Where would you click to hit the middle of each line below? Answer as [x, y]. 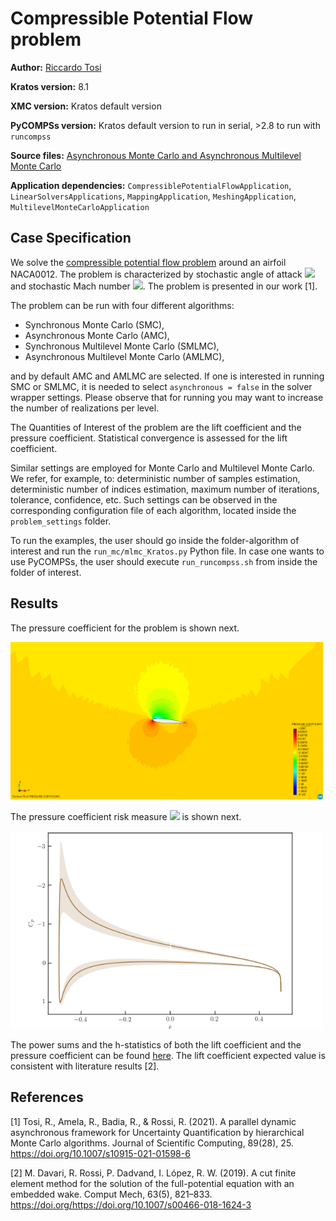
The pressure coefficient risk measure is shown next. [126, 816]
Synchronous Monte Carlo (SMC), [94, 324]
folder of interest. [46, 572]
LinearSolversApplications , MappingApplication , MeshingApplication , [153, 196]
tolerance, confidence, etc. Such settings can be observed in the [144, 499]
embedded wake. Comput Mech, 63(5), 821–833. [111, 1194]
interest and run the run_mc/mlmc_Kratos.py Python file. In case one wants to [167, 551]
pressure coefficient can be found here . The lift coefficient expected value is [168, 1056]
